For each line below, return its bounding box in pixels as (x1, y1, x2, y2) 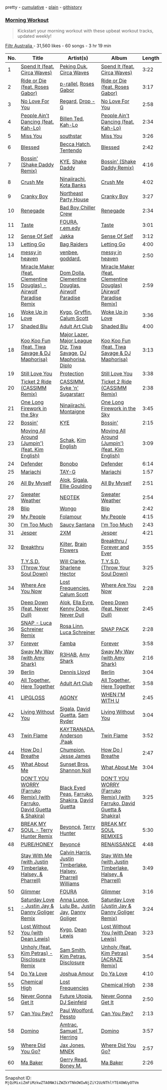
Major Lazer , (59, 331, 89, 338)
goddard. (59, 255, 81, 262)
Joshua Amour (59, 970, 94, 977)
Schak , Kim (59, 437, 86, 444)
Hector (59, 571, 76, 578)
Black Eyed (59, 785, 86, 792)
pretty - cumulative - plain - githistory (5, 4, 83, 10)
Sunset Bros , (59, 761, 89, 768)
